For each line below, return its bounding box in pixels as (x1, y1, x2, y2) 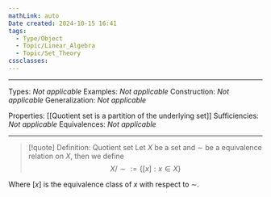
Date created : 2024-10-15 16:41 (8, 19, 117, 27)
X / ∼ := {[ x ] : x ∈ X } (110, 163, 181, 174)
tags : (8, 27, 27, 35)
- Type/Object (15, 34, 63, 43)
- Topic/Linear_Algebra (15, 42, 95, 50)
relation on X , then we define (27, 151, 125, 161)
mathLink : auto (8, 11, 60, 20)
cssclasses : (8, 57, 48, 65)
